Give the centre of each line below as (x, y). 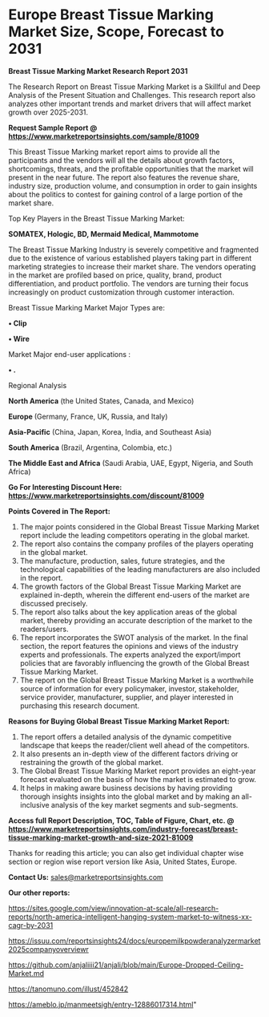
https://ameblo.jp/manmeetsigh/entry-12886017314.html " (103, 1004)
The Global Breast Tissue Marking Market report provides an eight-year (138, 771)
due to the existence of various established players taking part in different (130, 257)
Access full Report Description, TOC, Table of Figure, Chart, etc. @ (121, 820)
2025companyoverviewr (49, 949)
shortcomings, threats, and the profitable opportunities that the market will (131, 168)
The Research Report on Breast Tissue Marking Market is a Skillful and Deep (134, 87)
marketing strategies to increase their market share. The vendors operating (132, 266)
